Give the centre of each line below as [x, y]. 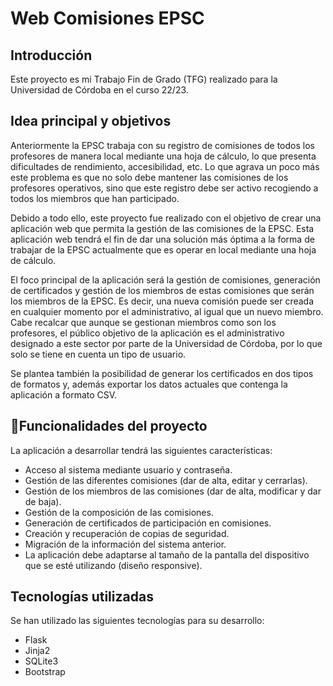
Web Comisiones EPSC [107, 18]
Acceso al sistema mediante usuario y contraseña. [128, 469]
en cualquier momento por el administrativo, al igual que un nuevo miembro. [167, 311]
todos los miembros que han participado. [95, 198]
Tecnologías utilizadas [82, 597]
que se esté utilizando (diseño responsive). [113, 565]
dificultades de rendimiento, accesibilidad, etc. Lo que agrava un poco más [165, 166]
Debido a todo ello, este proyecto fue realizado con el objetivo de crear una [166, 218]
